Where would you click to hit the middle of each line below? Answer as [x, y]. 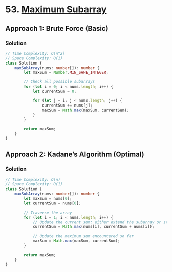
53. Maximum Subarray [56, 9]
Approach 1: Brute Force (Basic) [57, 28]
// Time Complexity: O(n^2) [35, 53]
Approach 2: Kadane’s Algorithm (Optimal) [75, 154]
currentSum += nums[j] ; [67, 105]
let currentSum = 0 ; [55, 91]
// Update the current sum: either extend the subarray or [97, 222]
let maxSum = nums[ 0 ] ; [48, 199]
